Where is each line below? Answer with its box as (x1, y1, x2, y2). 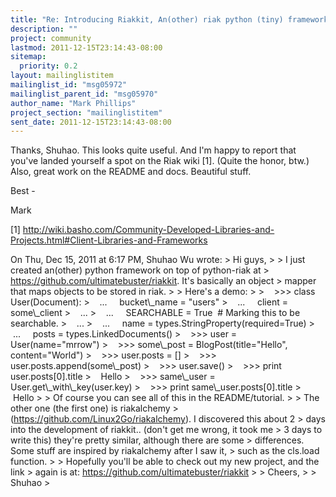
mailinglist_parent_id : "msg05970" (10, 89, 159, 99)
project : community (10, 33, 92, 43)
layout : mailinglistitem (10, 71, 114, 81)
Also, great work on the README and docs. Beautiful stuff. (10, 166, 252, 178)
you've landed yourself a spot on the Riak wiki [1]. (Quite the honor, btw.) (10, 155, 310, 167)
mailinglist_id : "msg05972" (10, 80, 128, 90)
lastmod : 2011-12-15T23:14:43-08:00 (10, 42, 163, 53)
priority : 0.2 (19, 61, 78, 71)
